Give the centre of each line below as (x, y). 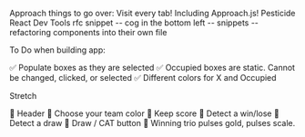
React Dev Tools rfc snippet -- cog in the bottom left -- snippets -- (134, 23)
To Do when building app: (58, 50)
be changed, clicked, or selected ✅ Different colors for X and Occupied (143, 78)
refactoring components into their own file (88, 32)
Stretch (23, 96)
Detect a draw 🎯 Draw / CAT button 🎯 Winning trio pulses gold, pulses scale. (152, 123)
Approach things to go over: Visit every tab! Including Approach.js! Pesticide (152, 13)
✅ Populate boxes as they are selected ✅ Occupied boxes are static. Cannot (152, 68)
